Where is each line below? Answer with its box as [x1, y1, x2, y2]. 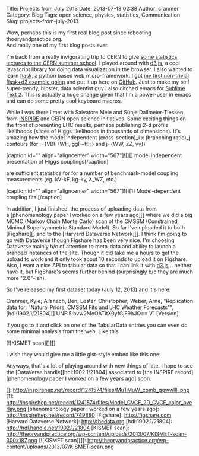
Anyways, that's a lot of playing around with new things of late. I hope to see [6, 362, 193, 369]
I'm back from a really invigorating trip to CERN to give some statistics [6, 53, 178, 60]
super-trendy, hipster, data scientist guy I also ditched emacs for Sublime [6, 85, 185, 91]
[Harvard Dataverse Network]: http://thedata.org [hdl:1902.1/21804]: [6, 418, 172, 425]
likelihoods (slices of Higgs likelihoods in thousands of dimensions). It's [6, 127, 181, 135]
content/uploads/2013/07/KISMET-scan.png [6, 443, 114, 450]
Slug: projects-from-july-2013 [6, 18, 79, 24]
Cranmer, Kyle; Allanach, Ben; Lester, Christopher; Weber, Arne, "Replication [6, 298, 194, 304]
